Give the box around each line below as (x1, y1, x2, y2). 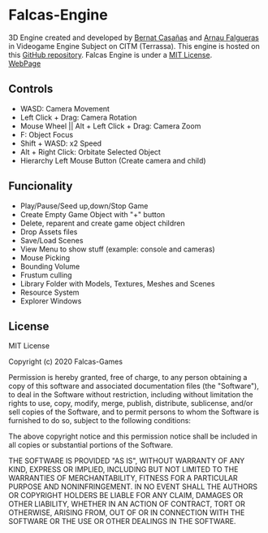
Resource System (19, 287, 80, 297)
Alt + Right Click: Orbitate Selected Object (19, 146, 161, 156)
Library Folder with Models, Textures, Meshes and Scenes (19, 278, 215, 288)
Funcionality (8, 179, 73, 193)
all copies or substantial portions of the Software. (8, 440, 173, 450)
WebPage (8, 59, 41, 68)
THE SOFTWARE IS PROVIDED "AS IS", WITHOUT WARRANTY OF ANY (8, 456, 245, 465)
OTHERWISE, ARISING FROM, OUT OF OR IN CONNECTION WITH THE (8, 508, 245, 518)
